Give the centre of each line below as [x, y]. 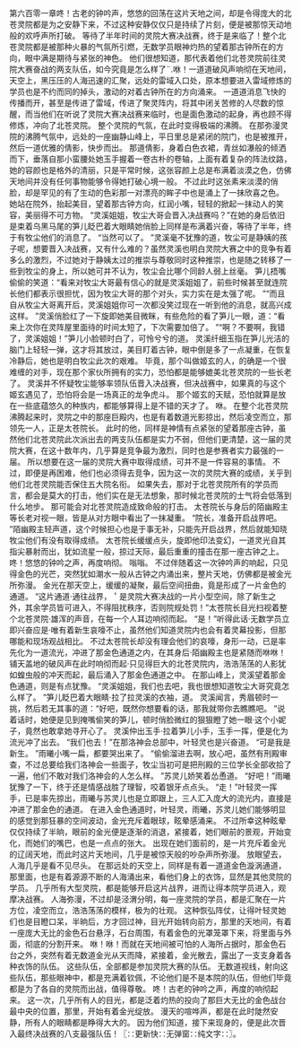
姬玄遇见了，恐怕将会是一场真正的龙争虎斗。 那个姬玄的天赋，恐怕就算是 [144, 394]
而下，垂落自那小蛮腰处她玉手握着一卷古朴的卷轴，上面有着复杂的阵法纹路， [150, 159]
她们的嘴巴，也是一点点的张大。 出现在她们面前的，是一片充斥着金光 [159, 843]
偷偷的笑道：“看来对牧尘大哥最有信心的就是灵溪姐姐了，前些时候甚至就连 [145, 282]
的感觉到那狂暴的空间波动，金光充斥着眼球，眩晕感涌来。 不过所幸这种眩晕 [148, 820]
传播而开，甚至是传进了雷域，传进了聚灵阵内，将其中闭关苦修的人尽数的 [142, 103]
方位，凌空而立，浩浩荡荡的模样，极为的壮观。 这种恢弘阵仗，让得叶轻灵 [144, 910]
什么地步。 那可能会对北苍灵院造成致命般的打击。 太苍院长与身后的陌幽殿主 [149, 506]
